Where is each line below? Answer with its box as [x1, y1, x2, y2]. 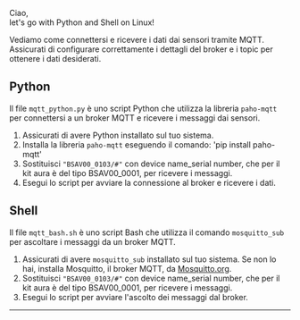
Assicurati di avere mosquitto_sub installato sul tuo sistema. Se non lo [21, 254, 277, 265]
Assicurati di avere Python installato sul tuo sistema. [21, 130, 214, 140]
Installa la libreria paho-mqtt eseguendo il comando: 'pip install [21, 139, 252, 150]
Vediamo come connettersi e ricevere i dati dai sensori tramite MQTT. [9, 35, 265, 45]
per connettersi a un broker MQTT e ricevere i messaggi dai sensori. [9, 112, 261, 123]
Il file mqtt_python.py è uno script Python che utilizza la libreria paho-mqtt [9, 103, 278, 114]
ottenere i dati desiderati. [9, 54, 102, 63]
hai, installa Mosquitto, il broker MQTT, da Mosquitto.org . [21, 263, 232, 274]
